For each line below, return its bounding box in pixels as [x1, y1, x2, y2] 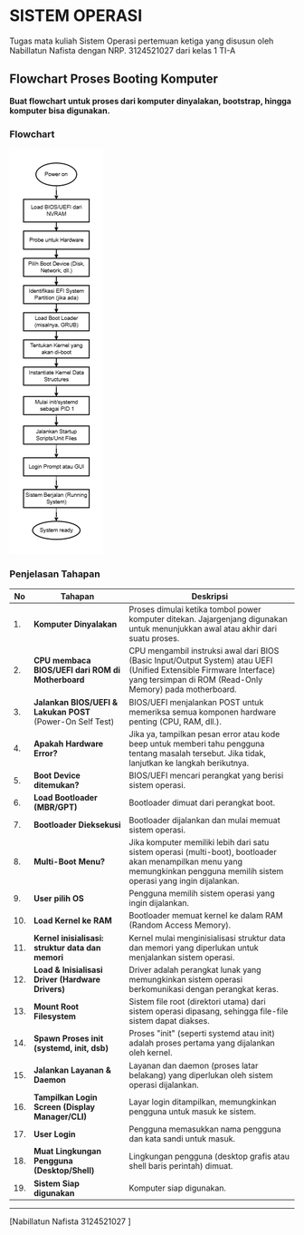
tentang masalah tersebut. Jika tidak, [128, 747, 266, 758]
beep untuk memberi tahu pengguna [128, 738, 265, 749]
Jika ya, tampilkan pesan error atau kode [128, 728, 280, 739]
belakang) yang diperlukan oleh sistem [128, 1069, 273, 1080]
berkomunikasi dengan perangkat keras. [128, 983, 279, 994]
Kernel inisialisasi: [33, 932, 104, 943]
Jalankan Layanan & [33, 1065, 111, 1075]
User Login [33, 1128, 76, 1139]
